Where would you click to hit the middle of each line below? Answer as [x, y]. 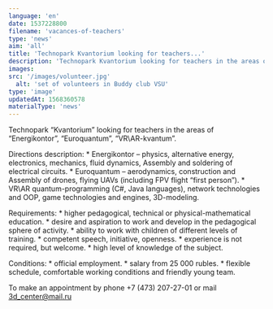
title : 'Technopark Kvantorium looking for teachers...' [107, 54]
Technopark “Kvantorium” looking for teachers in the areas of [111, 130]
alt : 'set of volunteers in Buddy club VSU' [92, 84]
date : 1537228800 [38, 24]
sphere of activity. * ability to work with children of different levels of [123, 231]
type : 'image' [32, 91]
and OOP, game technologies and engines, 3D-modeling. [104, 198]
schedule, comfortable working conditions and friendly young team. [122, 272]
